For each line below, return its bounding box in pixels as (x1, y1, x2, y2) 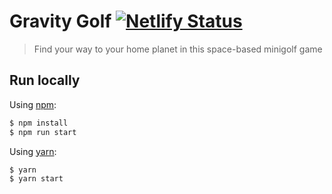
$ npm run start (9, 127, 77, 137)
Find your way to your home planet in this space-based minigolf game (33, 43, 323, 55)
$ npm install (9, 118, 69, 128)
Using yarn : (9, 145, 57, 157)
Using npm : (9, 98, 57, 110)
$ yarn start (9, 174, 64, 184)
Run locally (9, 72, 81, 89)
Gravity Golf (9, 10, 112, 33)
